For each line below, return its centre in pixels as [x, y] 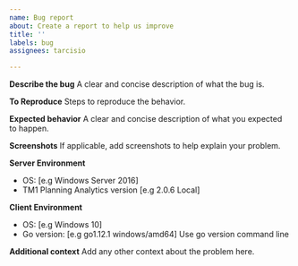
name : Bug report [42, 17]
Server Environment [47, 163]
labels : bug [31, 43]
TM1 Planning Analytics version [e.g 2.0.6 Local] [111, 190]
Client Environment [46, 208]
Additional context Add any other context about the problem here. [132, 252]
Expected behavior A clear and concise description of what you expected [146, 119]
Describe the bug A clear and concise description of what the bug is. [137, 84]
